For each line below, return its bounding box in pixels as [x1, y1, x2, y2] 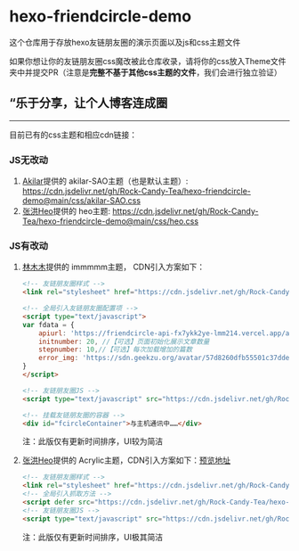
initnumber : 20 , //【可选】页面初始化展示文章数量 [38, 337, 210, 346]
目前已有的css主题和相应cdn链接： [9, 129, 138, 140]
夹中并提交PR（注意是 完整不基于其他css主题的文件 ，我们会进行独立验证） [9, 67, 282, 78]
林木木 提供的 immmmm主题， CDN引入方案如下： [21, 261, 206, 273]
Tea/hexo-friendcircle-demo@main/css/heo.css [21, 216, 198, 226]
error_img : [38, 354, 79, 363]
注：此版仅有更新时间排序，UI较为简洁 [21, 436, 163, 447]
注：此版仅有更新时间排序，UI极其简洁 [21, 531, 163, 542]
